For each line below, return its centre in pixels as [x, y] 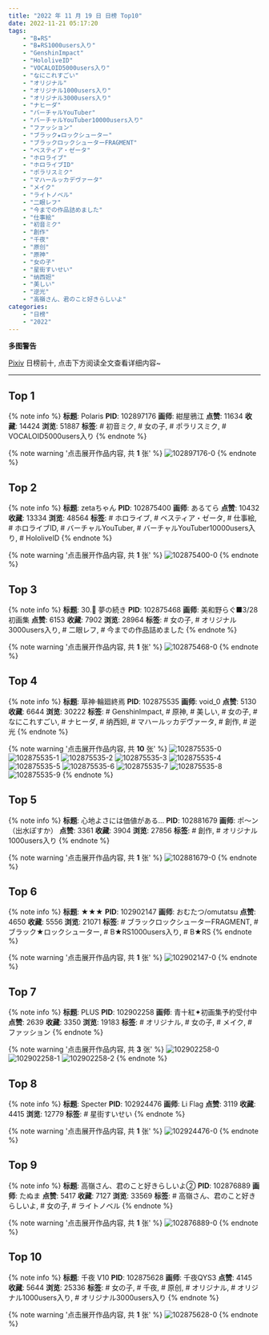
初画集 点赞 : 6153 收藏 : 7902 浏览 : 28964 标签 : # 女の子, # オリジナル [123, 620]
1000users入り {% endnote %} [59, 840]
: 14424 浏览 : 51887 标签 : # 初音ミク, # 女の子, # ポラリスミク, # [121, 426]
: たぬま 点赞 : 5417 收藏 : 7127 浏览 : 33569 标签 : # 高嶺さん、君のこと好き [136, 1195]
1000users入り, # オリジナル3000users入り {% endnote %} [120, 1297]
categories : [28, 307]
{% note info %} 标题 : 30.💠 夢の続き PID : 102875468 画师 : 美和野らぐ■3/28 [133, 609]
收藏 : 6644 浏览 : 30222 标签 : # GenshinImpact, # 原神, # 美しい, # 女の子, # [133, 711]
